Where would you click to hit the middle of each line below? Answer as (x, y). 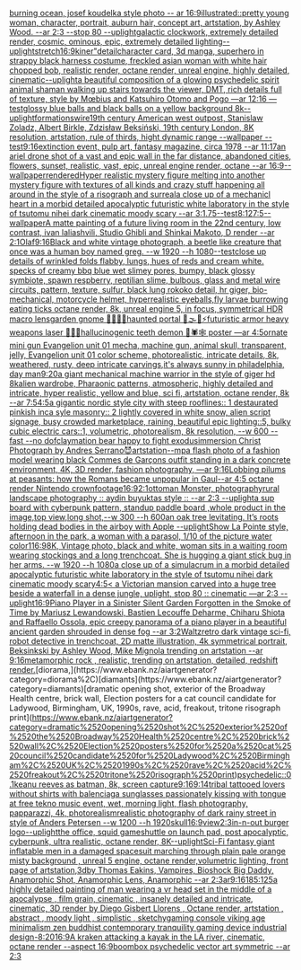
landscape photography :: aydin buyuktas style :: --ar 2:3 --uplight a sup (142, 498)
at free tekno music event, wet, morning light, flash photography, (129, 803)
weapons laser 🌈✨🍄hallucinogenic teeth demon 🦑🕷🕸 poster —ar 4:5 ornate (149, 332)
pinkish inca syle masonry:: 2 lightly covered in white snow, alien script (140, 412)
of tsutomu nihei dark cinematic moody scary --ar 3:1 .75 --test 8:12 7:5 (137, 213)
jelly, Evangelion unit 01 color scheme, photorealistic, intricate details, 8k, (144, 355)
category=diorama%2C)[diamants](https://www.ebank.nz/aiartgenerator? (146, 679)
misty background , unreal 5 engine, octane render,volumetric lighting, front (149, 860)
